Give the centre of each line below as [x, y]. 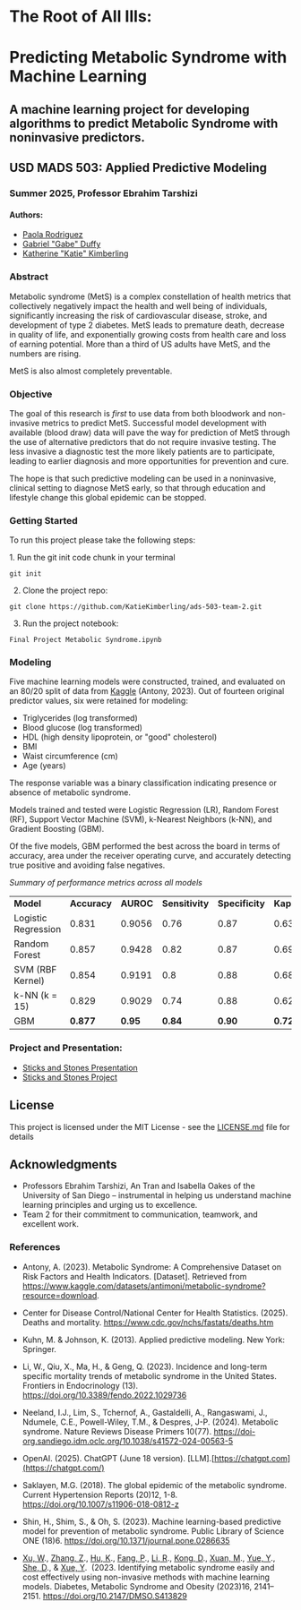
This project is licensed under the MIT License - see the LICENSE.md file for [150, 1126]
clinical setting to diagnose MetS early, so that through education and [138, 488]
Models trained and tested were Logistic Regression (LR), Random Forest [144, 810]
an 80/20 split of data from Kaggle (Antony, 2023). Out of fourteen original [147, 691]
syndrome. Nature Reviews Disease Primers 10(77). [117, 1431]
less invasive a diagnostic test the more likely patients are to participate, [142, 451]
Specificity [242, 903]
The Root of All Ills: [81, 17]
